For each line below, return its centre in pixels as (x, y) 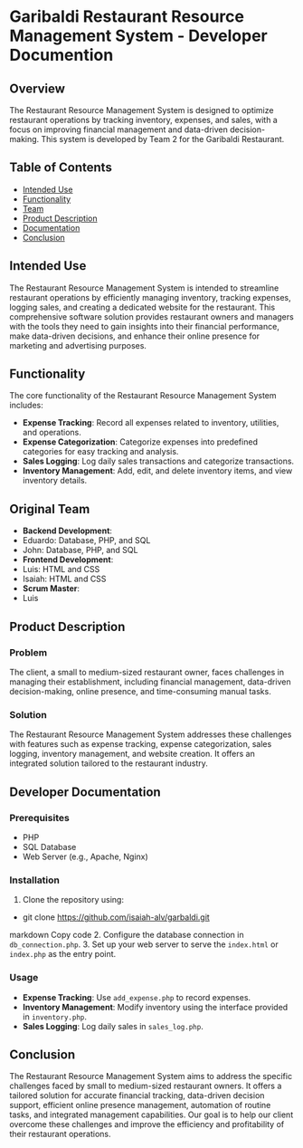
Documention (62, 55)
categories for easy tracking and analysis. (100, 452)
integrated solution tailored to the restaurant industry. (109, 763)
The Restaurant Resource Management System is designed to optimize (142, 110)
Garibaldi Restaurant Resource (127, 17)
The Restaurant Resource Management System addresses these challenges (151, 734)
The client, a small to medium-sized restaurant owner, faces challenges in (147, 672)
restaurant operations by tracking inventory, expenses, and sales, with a (143, 120)
